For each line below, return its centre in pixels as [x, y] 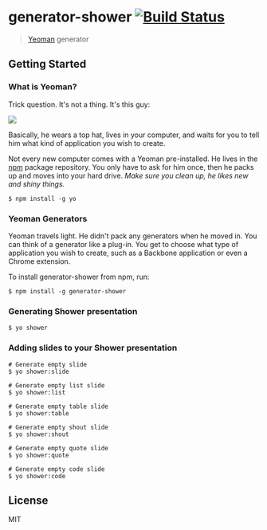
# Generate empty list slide [57, 385]
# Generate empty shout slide [59, 427]
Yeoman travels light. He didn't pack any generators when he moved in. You [133, 236]
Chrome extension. [39, 261]
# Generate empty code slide [57, 469]
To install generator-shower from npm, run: [79, 277]
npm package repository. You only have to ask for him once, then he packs [131, 167]
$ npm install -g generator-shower [67, 291]
